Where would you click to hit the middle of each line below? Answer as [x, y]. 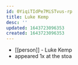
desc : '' [17, 22]
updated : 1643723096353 [35, 28]
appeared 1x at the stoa [43, 56]
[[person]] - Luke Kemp [43, 50]
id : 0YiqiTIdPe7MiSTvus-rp [39, 11]
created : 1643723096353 [35, 33]
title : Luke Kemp [27, 17]
